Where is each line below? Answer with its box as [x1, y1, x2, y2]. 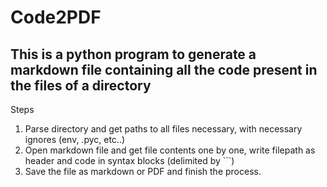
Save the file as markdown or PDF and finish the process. [24, 166, 262, 177]
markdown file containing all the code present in [10, 61, 318, 78]
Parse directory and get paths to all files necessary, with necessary [24, 123, 303, 135]
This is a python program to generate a [10, 46, 257, 63]
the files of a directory [10, 77, 152, 94]
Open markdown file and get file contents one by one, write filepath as [24, 144, 316, 156]
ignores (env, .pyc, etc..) [24, 134, 126, 145]
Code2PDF [10, 6, 102, 29]
